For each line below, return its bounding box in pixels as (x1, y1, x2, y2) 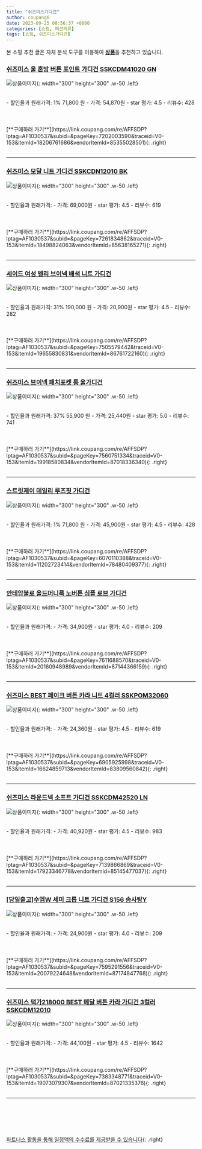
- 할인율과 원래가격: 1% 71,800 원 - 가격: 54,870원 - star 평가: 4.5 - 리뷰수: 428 (6, 99, 195, 106)
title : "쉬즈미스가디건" (6, 8, 60, 15)
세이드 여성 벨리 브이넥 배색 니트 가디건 (6, 269, 112, 278)
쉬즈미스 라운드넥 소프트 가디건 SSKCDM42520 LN (6, 793, 148, 802)
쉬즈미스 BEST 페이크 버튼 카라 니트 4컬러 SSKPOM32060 (6, 691, 169, 699)
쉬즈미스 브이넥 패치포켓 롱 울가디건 (6, 378, 103, 386)
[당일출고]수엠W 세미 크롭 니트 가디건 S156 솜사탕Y (6, 896, 147, 904)
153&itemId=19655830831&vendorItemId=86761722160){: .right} (6, 350, 165, 357)
